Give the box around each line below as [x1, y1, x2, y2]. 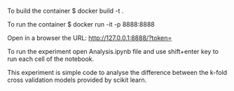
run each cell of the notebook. [7, 55, 95, 63]
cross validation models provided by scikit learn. [7, 76, 147, 84]
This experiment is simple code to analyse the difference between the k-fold [7, 69, 228, 76]
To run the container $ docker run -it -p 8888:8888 [7, 20, 156, 28]
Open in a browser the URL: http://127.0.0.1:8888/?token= [7, 34, 172, 42]
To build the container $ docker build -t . [7, 7, 124, 15]
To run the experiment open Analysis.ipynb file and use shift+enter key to [7, 48, 219, 55]
